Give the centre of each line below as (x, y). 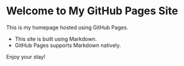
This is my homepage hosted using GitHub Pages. (67, 27)
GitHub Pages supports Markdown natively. (68, 45)
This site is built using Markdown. (55, 39)
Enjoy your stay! (26, 56)
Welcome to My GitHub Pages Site (92, 11)
